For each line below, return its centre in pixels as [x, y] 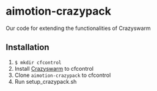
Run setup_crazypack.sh [46, 81]
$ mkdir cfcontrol [38, 62]
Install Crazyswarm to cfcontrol [54, 68]
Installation [27, 47]
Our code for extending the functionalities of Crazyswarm [78, 28]
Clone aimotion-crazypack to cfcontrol [63, 75]
